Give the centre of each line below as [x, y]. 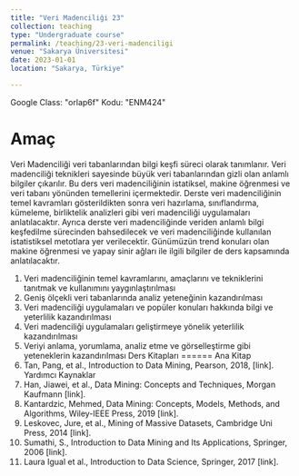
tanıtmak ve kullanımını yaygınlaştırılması [100, 288]
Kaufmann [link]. [55, 394]
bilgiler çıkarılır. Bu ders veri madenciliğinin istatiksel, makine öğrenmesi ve [150, 183]
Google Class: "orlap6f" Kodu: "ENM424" [88, 102]
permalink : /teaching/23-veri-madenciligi [92, 43]
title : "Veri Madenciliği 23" [68, 18]
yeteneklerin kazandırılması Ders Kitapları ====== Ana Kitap [137, 355]
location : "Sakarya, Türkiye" [68, 69]
